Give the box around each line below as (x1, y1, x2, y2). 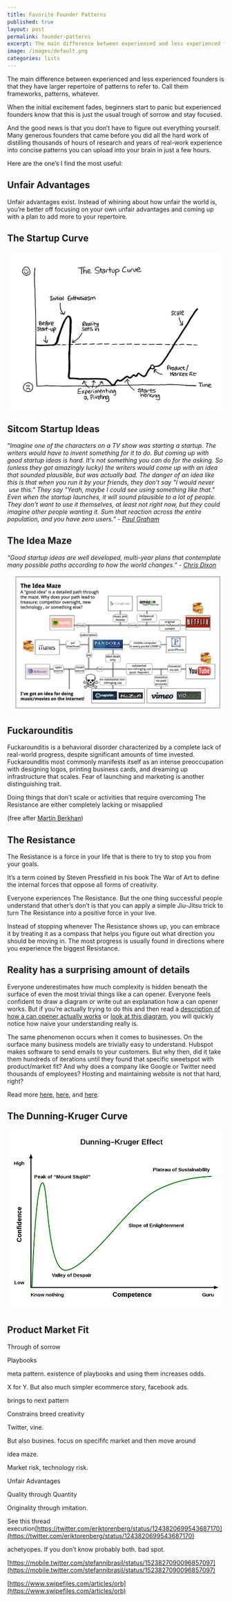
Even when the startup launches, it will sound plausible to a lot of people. (7, 493, 216, 501)
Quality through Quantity (7, 1490, 77, 1498)
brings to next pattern (7, 1396, 69, 1405)
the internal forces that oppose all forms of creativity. (7, 880, 159, 889)
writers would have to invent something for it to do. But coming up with (7, 449, 209, 457)
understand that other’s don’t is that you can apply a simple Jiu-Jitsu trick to (7, 901, 224, 910)
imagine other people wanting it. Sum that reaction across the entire (7, 507, 202, 516)
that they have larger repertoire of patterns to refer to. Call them (7, 82, 188, 90)
